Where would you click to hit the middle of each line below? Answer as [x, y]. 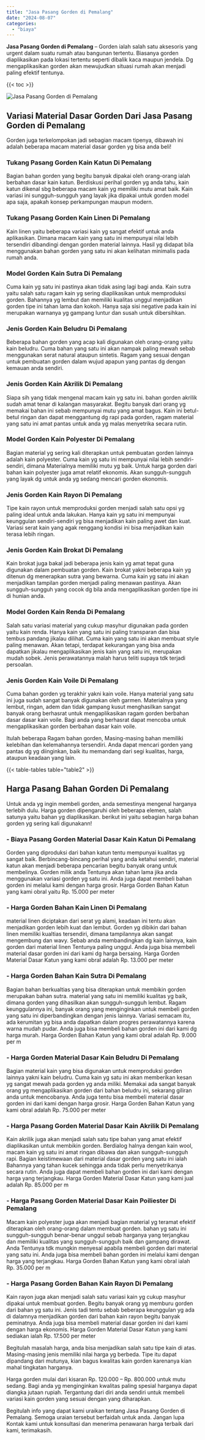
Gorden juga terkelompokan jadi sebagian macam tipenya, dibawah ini [95, 140]
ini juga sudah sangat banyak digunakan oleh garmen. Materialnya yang [97, 700]
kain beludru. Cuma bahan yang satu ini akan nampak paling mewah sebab [101, 349]
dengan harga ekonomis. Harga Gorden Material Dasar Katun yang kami [97, 1329]
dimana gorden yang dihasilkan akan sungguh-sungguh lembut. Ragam [96, 1002]
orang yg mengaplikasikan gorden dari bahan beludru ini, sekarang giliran [99, 1091]
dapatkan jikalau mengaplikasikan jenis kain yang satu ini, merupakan [94, 651]
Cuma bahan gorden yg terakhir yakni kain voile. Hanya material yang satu [100, 694]
